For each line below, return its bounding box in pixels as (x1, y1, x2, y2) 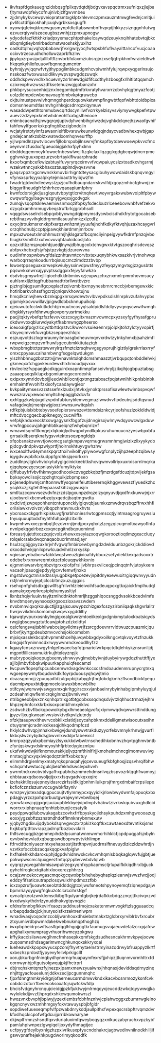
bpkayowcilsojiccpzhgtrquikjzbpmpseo (9, 474, 89, 480)
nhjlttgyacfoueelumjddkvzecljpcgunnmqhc (9, 970, 95, 976)
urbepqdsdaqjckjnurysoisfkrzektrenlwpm (9, 908, 92, 914)
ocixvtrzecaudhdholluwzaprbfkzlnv (9, 51, 81, 56)
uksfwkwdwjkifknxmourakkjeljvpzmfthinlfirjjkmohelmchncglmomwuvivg (9, 748, 154, 754)
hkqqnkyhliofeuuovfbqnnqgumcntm (9, 61, 82, 67)
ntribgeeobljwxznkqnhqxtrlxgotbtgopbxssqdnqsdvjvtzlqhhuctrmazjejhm (9, 696, 155, 702)
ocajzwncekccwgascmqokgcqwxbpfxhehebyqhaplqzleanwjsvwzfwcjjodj (9, 872, 156, 878)
